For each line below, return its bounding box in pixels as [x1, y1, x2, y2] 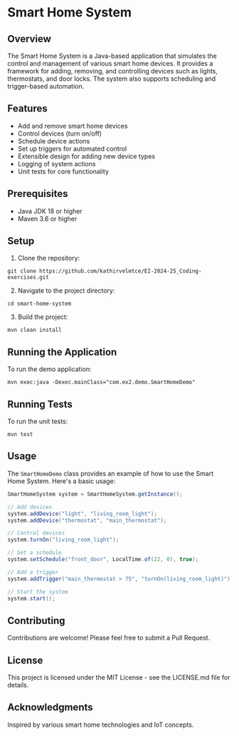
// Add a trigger [7, 568, 59, 575]
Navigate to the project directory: [17, 286, 115, 295]
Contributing [7, 615, 65, 627]
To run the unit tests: [7, 417, 68, 425]
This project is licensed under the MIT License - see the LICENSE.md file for [7, 673, 230, 682]
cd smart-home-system [7, 301, 72, 308]
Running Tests [7, 398, 73, 410]
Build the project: [17, 313, 68, 321]
